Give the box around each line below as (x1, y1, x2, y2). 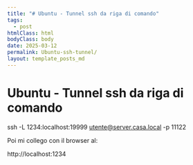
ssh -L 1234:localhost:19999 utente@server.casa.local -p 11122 (7, 123, 187, 131)
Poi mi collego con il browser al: (7, 136, 98, 144)
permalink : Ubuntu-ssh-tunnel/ (7, 49, 98, 56)
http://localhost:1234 (7, 150, 66, 158)
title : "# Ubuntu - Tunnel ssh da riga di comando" (7, 10, 159, 17)
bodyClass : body (7, 36, 54, 43)
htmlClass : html (7, 29, 54, 37)
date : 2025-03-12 (7, 42, 57, 49)
